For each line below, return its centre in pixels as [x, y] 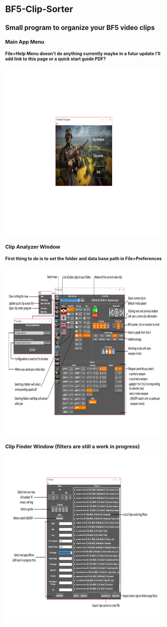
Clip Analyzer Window [33, 247]
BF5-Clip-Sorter [39, 9]
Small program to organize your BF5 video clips [80, 28]
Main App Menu [25, 42]
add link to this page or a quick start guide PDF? [56, 59]
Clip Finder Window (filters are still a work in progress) [73, 446]
